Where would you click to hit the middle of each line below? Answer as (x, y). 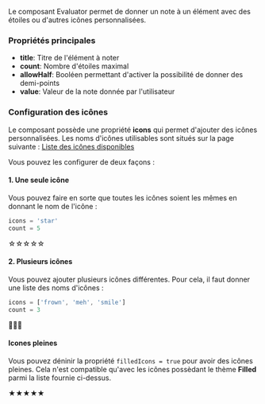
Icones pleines (33, 343)
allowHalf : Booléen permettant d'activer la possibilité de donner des (131, 75)
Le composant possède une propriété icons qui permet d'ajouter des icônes (133, 130)
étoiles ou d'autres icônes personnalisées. (77, 20)
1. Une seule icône (39, 180)
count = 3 (25, 309)
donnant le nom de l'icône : (53, 206)
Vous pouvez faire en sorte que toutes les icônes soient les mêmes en (123, 197)
